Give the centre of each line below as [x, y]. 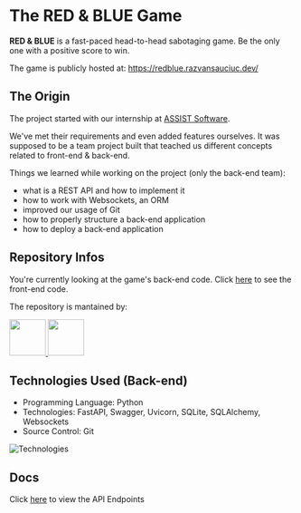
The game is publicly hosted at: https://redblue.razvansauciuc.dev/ [134, 68]
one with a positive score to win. [70, 50]
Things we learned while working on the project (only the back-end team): [148, 172]
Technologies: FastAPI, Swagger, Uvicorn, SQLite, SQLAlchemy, [141, 412]
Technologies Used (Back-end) [99, 380]
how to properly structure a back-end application [114, 219]
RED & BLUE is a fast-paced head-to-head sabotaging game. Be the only [145, 41]
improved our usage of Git [71, 209]
